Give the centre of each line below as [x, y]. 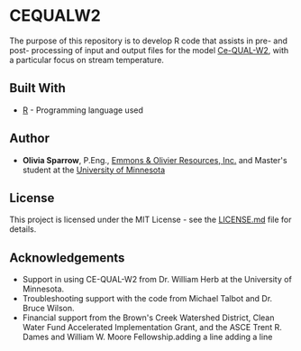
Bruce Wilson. [48, 309]
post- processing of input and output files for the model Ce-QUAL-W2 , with [149, 50]
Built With [37, 88]
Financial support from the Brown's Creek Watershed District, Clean [148, 318]
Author [29, 139]
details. [23, 229]
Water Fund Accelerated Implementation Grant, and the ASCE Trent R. [152, 328]
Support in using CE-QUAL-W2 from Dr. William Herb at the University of [157, 280]
